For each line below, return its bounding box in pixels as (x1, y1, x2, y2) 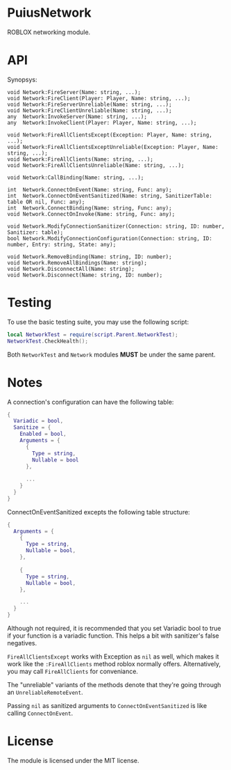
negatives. (7, 639, 37, 647)
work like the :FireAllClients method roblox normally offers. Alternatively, (7, 660, 221, 668)
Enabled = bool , (19, 430, 67, 438)
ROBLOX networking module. (7, 28, 91, 36)
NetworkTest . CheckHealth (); (7, 338, 89, 345)
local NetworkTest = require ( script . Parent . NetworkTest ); (7, 331, 178, 338)
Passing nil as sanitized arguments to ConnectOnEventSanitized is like (7, 702, 207, 709)
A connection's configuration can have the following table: (7, 398, 174, 406)
